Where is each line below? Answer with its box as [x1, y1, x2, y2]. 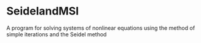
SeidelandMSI [6, 4, 79, 18]
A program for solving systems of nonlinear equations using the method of [6, 24, 195, 31]
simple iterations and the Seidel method [6, 30, 107, 38]
